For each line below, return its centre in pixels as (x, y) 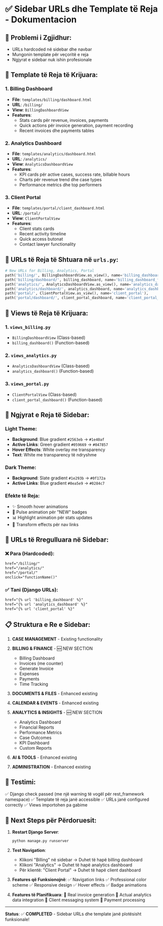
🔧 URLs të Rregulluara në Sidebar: (57, 540)
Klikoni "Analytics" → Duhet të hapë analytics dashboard (76, 865)
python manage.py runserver (40, 841)
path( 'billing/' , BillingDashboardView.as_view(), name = (64, 275)
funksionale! (17, 920)
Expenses (29, 674)
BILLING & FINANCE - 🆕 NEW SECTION (52, 648)
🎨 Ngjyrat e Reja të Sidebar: (47, 415)
